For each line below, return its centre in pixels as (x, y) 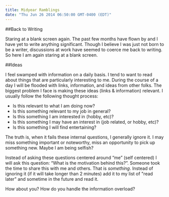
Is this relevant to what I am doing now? (54, 106)
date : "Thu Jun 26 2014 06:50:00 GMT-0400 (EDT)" (59, 15)
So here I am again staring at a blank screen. (52, 55)
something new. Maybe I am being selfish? (49, 147)
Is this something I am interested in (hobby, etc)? (63, 116)
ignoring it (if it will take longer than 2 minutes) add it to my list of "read (79, 174)
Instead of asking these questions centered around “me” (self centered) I (81, 158)
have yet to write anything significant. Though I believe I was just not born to (85, 44)
